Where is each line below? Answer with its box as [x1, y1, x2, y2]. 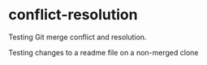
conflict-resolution [8, 6, 138, 24]
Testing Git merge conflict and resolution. [8, 32, 147, 42]
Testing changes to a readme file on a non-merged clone [8, 47, 199, 57]
